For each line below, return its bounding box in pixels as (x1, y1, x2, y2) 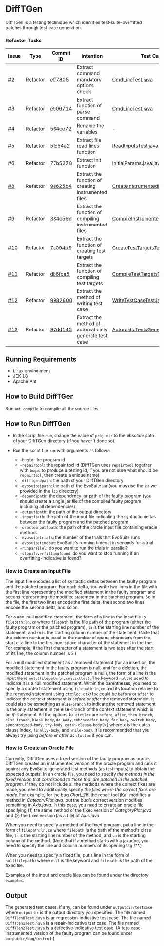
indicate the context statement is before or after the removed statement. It (5, 696, 154, 701)
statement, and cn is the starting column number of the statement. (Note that (5, 629, 159, 635)
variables (76, 128, 98, 135)
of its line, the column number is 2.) (5, 650, 77, 656)
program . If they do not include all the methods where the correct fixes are (5, 781, 155, 787)
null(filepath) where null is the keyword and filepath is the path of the (5, 858, 153, 864)
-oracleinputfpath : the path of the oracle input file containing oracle (19, 524, 158, 530)
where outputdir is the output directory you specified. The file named (5, 909, 146, 916)
